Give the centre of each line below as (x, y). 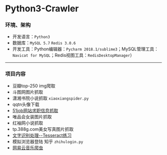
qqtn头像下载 (26, 104)
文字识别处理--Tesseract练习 (42, 135)
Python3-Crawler (42, 9)
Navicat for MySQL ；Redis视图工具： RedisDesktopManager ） (73, 55)
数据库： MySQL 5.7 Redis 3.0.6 (44, 43)
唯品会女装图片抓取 (32, 116)
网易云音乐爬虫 (28, 148)
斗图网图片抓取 (28, 92)
